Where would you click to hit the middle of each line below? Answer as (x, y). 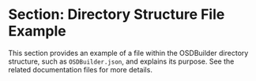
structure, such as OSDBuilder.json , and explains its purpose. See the (121, 61)
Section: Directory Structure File (117, 15)
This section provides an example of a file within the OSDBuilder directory (128, 53)
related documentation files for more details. (80, 69)
